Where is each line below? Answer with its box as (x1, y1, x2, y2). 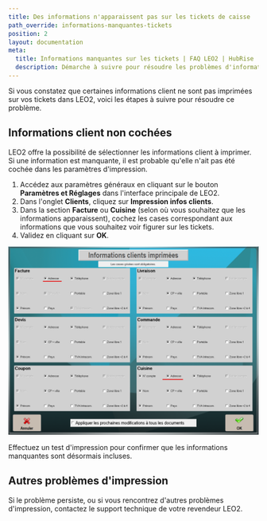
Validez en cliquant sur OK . (19, 230, 110, 240)
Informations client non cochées (8, 126, 172, 139)
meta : (8, 46, 26, 55)
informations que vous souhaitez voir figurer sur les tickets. (19, 221, 215, 231)
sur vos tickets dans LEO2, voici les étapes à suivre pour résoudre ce (8, 94, 234, 104)
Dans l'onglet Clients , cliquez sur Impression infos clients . (19, 196, 214, 206)
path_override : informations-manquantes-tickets (8, 21, 172, 29)
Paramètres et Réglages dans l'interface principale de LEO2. (19, 188, 220, 198)
